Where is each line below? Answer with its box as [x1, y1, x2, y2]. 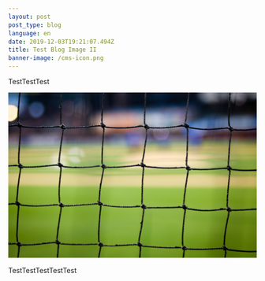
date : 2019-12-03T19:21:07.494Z [8, 38, 114, 46]
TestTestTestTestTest [8, 265, 77, 275]
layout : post [8, 13, 51, 20]
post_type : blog [8, 20, 62, 29]
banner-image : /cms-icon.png [8, 54, 104, 62]
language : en [8, 29, 51, 37]
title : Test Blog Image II [8, 46, 97, 54]
